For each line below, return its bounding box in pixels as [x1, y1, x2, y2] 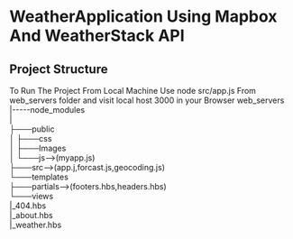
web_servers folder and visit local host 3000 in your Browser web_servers [9, 95, 285, 106]
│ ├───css [9, 133, 52, 143]
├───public [9, 124, 55, 134]
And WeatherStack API [9, 25, 185, 46]
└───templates [9, 171, 69, 182]
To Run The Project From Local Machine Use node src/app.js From [9, 86, 257, 96]
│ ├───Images [9, 142, 67, 153]
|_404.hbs [9, 200, 47, 211]
